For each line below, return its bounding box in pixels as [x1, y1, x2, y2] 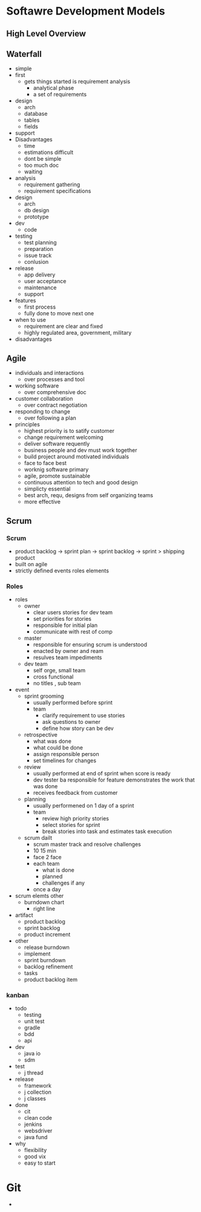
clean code [24, 1114, 53, 1122]
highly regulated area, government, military [24, 329, 132, 336]
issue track [24, 252, 52, 259]
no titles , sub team [33, 680, 81, 687]
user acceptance [24, 278, 67, 285]
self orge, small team [33, 667, 86, 674]
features [15, 297, 36, 304]
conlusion [24, 258, 49, 266]
